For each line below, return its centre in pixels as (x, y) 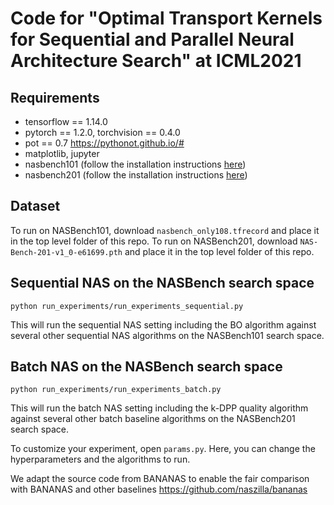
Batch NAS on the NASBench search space (146, 367)
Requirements (55, 97)
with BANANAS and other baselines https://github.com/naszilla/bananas (159, 489)
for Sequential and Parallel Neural (152, 39)
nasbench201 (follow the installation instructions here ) (136, 175)
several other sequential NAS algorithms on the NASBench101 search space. (167, 335)
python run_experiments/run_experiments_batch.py (116, 390)
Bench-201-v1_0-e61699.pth (66, 252)
